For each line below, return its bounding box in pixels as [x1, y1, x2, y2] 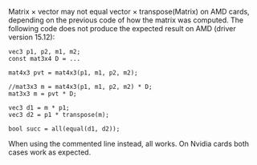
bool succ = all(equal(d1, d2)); [8, 125, 120, 133]
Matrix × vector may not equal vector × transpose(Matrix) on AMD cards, [8, 7, 251, 16]
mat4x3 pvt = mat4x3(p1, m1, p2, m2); [8, 69, 138, 77]
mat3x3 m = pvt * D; [8, 90, 78, 98]
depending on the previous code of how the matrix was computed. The [8, 15, 244, 25]
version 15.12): [8, 32, 55, 42]
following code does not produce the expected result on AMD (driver [8, 24, 236, 33]
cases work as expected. [8, 147, 92, 157]
